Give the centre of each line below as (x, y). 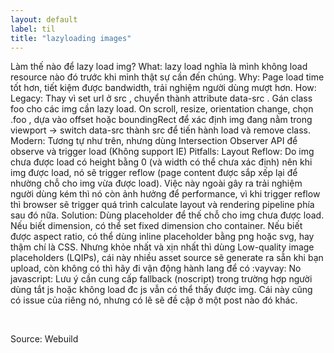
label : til (33, 29)
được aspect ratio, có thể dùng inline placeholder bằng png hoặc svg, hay (162, 237)
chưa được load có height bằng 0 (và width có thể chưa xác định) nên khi (161, 162)
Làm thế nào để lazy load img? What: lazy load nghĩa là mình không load (159, 67)
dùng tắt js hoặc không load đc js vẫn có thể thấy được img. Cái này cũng (161, 290)
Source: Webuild (44, 339)
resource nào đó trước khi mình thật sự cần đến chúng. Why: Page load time (167, 77)
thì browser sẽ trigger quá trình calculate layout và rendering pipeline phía (162, 205)
